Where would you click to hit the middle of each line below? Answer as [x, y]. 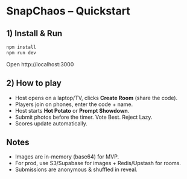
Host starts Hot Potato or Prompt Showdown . [72, 110]
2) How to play [34, 83]
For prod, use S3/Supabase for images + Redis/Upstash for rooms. [98, 163]
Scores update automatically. [51, 123]
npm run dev [21, 52]
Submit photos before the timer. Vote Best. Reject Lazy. [84, 117]
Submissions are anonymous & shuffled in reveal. [76, 169]
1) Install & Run [34, 33]
